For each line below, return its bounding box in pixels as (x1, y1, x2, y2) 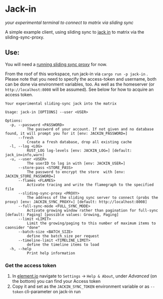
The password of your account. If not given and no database (26, 127, 154, 131)
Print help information (26, 251, 76, 256)
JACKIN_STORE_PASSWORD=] (5, 173, 56, 179)
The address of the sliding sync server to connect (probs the (26, 195, 159, 200)
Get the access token (5, 262, 57, 269)
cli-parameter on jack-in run (24, 289, 81, 295)
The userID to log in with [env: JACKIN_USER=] (26, 161, 125, 166)
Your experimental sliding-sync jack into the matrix (5, 101, 117, 106)
